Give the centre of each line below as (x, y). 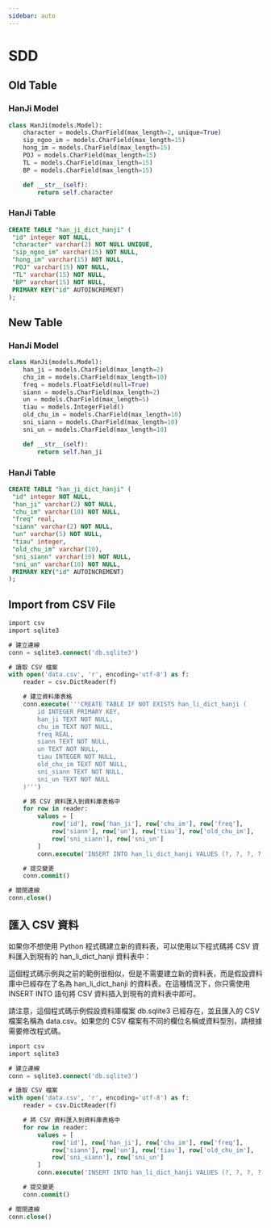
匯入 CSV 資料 (44, 925)
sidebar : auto (32, 16)
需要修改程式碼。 (37, 1031)
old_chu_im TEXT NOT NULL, (83, 765)
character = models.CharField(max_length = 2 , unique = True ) (122, 133)
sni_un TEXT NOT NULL (74, 779)
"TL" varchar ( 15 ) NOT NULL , (59, 275)
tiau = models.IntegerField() (74, 407)
